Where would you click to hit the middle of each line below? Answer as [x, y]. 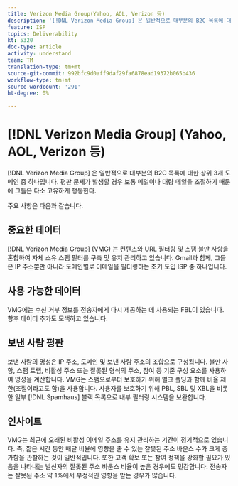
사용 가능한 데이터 [44, 291]
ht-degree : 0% [28, 93]
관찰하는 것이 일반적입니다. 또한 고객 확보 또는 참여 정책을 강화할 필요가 [125, 458]
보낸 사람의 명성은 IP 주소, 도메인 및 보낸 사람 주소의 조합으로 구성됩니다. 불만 [114, 361]
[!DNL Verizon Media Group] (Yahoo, [117, 135]
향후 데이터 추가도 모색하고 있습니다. [58, 318]
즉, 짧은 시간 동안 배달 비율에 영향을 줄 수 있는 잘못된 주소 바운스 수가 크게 [119, 449]
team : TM [20, 60]
